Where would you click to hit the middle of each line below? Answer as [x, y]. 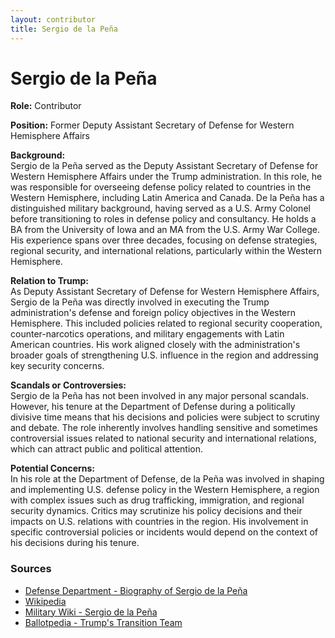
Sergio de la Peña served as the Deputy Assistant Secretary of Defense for [164, 166]
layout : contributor [53, 19]
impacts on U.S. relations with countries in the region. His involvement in [159, 522]
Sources [31, 569]
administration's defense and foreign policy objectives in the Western [153, 313]
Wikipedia [45, 601]
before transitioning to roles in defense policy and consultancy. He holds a [163, 219]
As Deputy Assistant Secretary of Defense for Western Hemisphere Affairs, [165, 292]
